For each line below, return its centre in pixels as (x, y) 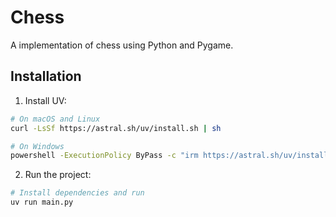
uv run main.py (42, 202)
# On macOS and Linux (55, 119)
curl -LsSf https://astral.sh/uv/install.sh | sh (116, 128)
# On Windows (37, 146)
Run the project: (58, 175)
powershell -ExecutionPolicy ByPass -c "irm (104, 156)
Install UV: (45, 100)
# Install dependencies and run (77, 193)
